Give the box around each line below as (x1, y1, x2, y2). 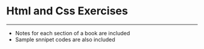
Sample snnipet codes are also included (15, 36, 115, 43)
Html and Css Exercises (6, 4, 129, 18)
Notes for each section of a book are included (15, 29, 131, 36)
